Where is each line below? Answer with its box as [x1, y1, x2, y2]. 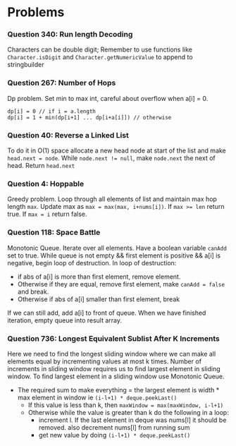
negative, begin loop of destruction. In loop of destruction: [7, 258, 177, 267]
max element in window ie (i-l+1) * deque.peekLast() [17, 393, 178, 402]
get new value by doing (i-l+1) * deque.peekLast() [38, 430, 191, 439]
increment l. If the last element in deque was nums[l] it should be [38, 416, 227, 424]
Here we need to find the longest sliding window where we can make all [7, 349, 216, 358]
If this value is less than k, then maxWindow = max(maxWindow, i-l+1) [27, 400, 224, 409]
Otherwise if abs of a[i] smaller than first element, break [17, 294, 180, 303]
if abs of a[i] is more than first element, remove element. [17, 272, 181, 281]
